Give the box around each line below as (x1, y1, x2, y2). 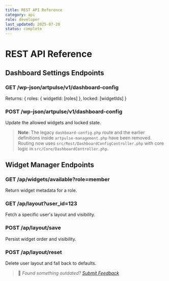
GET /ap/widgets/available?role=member (5, 176, 110, 183)
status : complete (5, 26, 42, 32)
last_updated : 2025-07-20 (5, 21, 60, 27)
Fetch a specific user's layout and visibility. (5, 212, 96, 218)
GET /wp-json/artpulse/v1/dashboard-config (5, 83, 119, 91)
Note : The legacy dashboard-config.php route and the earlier (17, 129, 145, 135)
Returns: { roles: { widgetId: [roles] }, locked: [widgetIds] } (5, 95, 127, 101)
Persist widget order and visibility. (5, 236, 76, 242)
